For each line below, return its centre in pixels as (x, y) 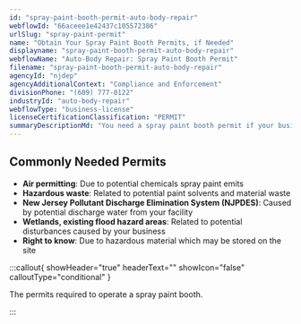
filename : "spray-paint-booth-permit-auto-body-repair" (116, 68)
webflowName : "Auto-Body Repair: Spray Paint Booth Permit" (124, 59)
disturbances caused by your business (94, 231)
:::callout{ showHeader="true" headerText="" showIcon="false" (127, 267)
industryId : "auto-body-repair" (69, 101)
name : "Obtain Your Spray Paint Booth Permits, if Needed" (122, 43)
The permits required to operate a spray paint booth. (106, 294)
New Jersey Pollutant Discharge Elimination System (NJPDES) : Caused (157, 202)
